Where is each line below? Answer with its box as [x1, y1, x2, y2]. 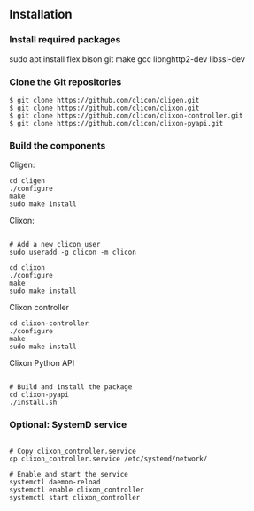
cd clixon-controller [9, 319, 89, 328]
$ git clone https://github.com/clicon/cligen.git [9, 95, 200, 104]
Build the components [9, 139, 106, 151]
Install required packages [9, 34, 121, 46]
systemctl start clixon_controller [9, 492, 141, 502]
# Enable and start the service [9, 469, 128, 478]
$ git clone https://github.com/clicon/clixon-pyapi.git [9, 118, 224, 127]
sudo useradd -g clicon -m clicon [9, 248, 137, 257]
